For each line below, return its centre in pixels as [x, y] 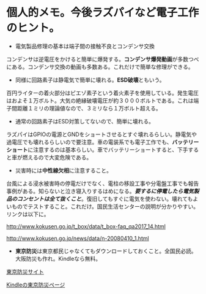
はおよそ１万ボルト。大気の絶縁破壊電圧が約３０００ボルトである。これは [100, 100]
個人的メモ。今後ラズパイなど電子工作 [103, 13]
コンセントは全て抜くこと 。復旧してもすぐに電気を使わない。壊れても [105, 199]
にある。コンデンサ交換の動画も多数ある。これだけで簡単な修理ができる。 [100, 67]
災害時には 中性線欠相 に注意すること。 [63, 170]
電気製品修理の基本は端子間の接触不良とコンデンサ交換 [85, 46]
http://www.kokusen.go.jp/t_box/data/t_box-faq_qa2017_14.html [86, 226]
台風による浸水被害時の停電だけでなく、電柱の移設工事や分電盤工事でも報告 [103, 183]
